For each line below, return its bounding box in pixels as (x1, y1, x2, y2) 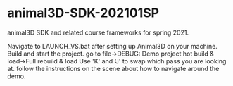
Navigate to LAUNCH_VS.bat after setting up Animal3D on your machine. (7, 42, 218, 50)
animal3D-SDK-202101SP (7, 5, 160, 21)
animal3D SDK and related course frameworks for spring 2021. (7, 28, 189, 37)
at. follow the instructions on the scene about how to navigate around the (7, 64, 220, 73)
